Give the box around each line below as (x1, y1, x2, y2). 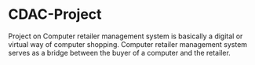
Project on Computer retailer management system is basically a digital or (8, 31, 243, 41)
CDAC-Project (8, 5, 102, 23)
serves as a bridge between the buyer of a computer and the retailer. (8, 48, 231, 57)
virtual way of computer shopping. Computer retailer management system (8, 39, 248, 49)
